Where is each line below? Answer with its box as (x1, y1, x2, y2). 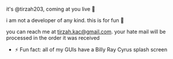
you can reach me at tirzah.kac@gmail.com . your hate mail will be (6, 28, 167, 35)
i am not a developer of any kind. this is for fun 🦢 (6, 17, 124, 23)
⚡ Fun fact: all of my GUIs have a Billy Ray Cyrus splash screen (14, 46, 168, 53)
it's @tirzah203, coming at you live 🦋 (6, 6, 96, 12)
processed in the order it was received (6, 34, 100, 41)
